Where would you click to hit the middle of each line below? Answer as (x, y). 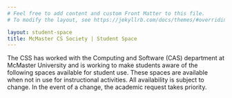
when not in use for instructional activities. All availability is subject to (106, 80)
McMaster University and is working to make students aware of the (103, 65)
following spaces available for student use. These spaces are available (108, 73)
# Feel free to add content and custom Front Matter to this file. (106, 13)
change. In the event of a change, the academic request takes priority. (107, 87)
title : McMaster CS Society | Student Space (72, 38)
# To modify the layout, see (49, 20)
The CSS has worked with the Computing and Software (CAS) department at (116, 58)
